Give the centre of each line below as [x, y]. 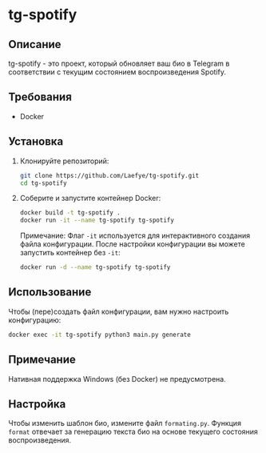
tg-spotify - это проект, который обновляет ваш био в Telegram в [119, 63]
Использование [50, 293]
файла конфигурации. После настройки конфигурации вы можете [132, 244]
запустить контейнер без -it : [70, 253]
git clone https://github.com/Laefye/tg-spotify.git [109, 175]
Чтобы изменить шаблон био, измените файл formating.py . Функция [125, 423]
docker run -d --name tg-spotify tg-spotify [95, 267]
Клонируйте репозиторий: [64, 161]
